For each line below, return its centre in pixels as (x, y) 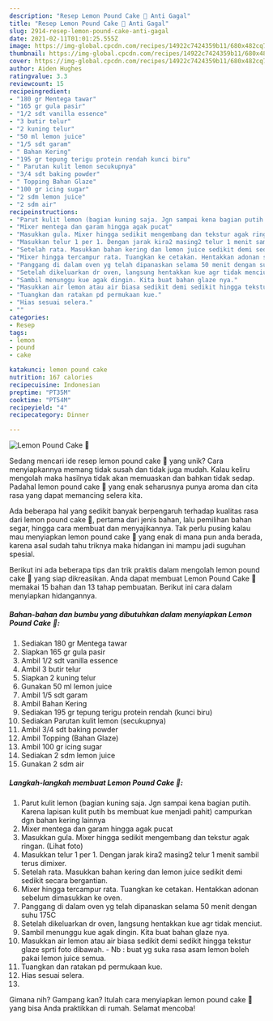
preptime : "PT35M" (40, 393)
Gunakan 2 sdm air (52, 764)
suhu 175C (38, 915)
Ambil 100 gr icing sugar (62, 747)
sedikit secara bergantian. (64, 881)
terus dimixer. (44, 864)
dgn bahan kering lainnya (63, 821)
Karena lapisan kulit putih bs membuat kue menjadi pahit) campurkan (136, 812)
